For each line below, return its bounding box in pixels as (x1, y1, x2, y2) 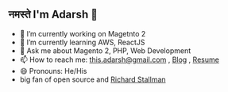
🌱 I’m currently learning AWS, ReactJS (19, 37, 145, 47)
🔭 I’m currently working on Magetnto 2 (19, 29, 146, 38)
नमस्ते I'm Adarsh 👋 (8, 8, 98, 21)
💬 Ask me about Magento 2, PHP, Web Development (19, 45, 191, 56)
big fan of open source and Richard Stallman (19, 75, 166, 84)
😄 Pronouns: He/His (19, 66, 87, 75)
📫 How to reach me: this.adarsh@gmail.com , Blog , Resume (19, 55, 220, 64)
